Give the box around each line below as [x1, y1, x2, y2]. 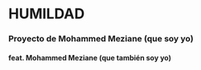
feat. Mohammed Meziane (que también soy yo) [8, 52, 171, 62]
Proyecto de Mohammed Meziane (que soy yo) [8, 33, 195, 45]
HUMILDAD [8, 5, 85, 23]
